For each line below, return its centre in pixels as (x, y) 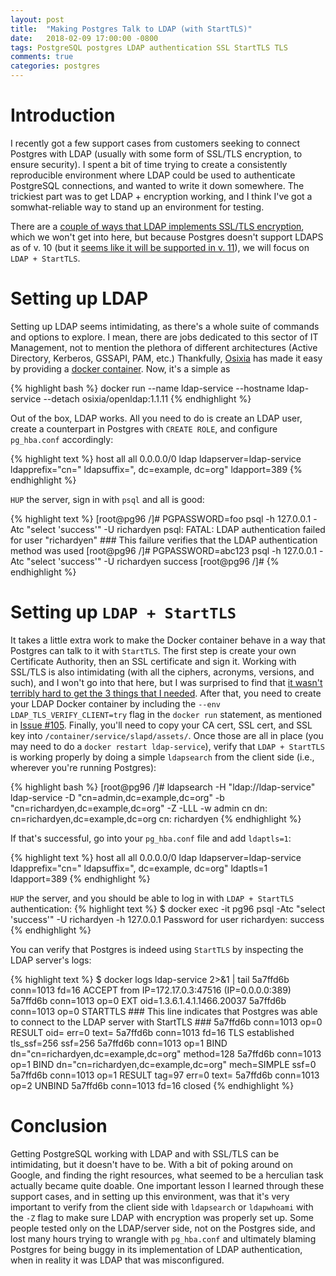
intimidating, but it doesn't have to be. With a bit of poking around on (152, 1164)
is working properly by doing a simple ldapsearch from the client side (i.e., (162, 757)
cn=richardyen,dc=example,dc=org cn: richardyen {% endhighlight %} (156, 818)
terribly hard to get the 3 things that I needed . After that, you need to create (166, 693)
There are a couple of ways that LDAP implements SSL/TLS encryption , (157, 226)
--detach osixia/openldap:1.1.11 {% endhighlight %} (147, 398)
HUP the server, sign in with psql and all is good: (107, 499)
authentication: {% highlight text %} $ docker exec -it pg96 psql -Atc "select (168, 908)
